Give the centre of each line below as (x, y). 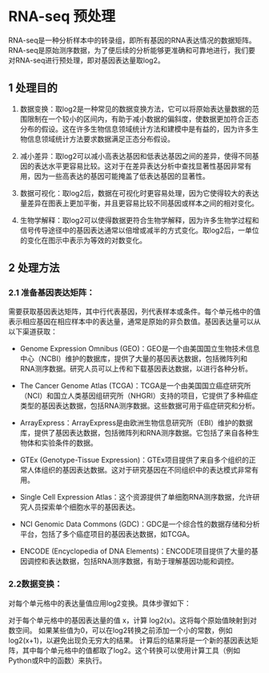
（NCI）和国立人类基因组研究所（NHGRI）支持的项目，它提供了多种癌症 (139, 396)
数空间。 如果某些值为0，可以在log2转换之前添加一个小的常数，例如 (120, 630)
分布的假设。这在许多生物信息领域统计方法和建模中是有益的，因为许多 (136, 128)
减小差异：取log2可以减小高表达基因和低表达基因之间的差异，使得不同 (136, 156)
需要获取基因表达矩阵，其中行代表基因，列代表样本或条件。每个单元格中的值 (134, 312)
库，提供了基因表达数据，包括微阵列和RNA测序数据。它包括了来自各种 (136, 433)
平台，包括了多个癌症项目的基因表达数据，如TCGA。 (107, 534)
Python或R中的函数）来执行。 (57, 660)
